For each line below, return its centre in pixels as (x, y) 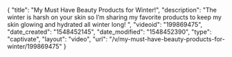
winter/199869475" (35, 46)
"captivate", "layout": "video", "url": (57, 39)
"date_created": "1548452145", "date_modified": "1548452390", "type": (109, 32)
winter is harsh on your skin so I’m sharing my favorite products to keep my (114, 17)
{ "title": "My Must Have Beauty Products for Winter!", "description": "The (112, 10)
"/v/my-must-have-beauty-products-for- (167, 39)
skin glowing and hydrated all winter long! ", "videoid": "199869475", (105, 24)
